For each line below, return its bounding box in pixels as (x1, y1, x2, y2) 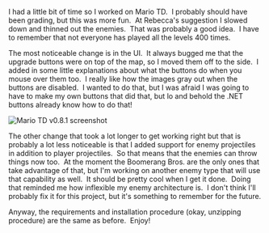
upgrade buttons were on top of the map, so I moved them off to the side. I (8, 57, 259, 66)
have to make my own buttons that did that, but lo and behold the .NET (8, 91, 244, 100)
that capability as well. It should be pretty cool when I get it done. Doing (8, 174, 252, 184)
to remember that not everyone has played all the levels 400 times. (8, 32, 231, 42)
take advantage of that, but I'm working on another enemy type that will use (8, 166, 261, 175)
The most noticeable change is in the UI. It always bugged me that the (8, 49, 244, 57)
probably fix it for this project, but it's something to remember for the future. (8, 192, 262, 201)
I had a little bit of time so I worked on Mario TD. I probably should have (8, 7, 248, 16)
